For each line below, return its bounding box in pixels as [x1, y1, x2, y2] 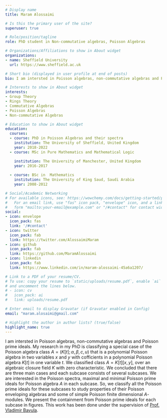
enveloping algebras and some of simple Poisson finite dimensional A [5, 392, 148, 398]
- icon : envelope [5, 214, 41, 219]
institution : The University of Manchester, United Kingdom [14, 158, 141, 164]
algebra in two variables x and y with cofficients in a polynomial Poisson [5, 354, 153, 360]
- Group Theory [5, 94, 37, 99]
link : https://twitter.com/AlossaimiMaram [9, 237, 99, 242]
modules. [5, 397, 24, 403]
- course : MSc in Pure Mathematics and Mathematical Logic [9, 149, 135, 155]
